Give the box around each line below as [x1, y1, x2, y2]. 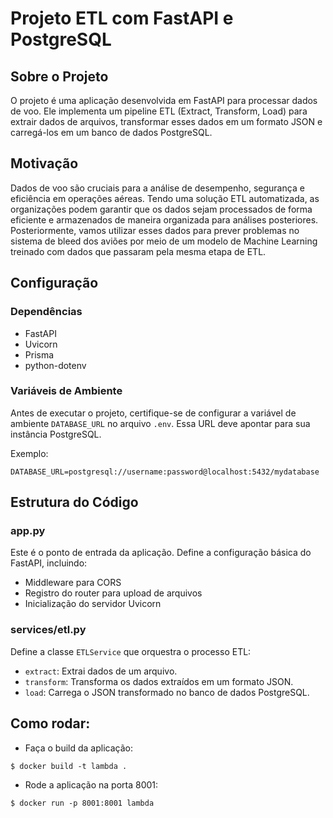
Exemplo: [10, 447, 49, 459]
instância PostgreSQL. [10, 428, 102, 440]
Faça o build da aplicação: [24, 742, 133, 754]
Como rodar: [10, 715, 91, 732]
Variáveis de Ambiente [10, 384, 123, 398]
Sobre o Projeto [10, 68, 109, 85]
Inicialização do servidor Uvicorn [24, 598, 162, 610]
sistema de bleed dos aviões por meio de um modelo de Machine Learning [10, 235, 318, 247]
